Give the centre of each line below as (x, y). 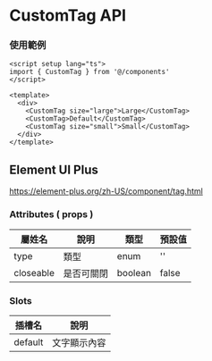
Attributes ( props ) (51, 214)
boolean (134, 273)
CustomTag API (68, 16)
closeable (34, 273)
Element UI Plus (54, 169)
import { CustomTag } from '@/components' (89, 72)
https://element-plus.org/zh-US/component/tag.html (106, 191)
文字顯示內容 (79, 342)
